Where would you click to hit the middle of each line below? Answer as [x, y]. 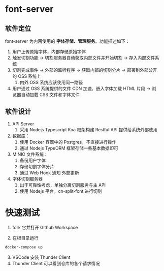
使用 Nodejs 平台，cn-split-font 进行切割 [61, 191]
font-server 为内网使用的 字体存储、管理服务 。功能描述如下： [67, 41]
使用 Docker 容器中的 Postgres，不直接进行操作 [68, 142]
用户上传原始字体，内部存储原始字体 [49, 52]
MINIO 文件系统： [30, 154]
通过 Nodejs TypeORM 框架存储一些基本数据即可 [69, 148]
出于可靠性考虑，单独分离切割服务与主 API [63, 185]
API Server [23, 123]
